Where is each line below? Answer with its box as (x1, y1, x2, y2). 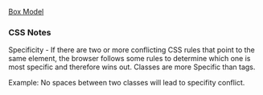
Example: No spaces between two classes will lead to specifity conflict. (8, 78, 245, 88)
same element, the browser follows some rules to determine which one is (8, 54, 251, 64)
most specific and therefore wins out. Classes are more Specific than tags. (8, 62, 256, 72)
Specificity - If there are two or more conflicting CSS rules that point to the (8, 45, 255, 55)
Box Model (8, 7, 44, 16)
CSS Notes (8, 27, 51, 38)
